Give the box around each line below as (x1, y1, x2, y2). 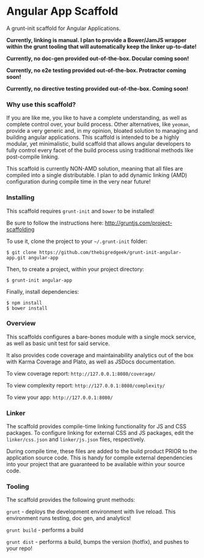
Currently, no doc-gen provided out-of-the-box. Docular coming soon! (6, 54, 189, 62)
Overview (6, 319, 36, 328)
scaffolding (6, 225, 35, 233)
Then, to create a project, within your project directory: (6, 265, 145, 273)
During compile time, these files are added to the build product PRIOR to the (6, 448, 197, 455)
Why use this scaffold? (6, 100, 76, 108)
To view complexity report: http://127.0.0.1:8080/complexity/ (6, 381, 166, 389)
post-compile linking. (6, 153, 60, 160)
